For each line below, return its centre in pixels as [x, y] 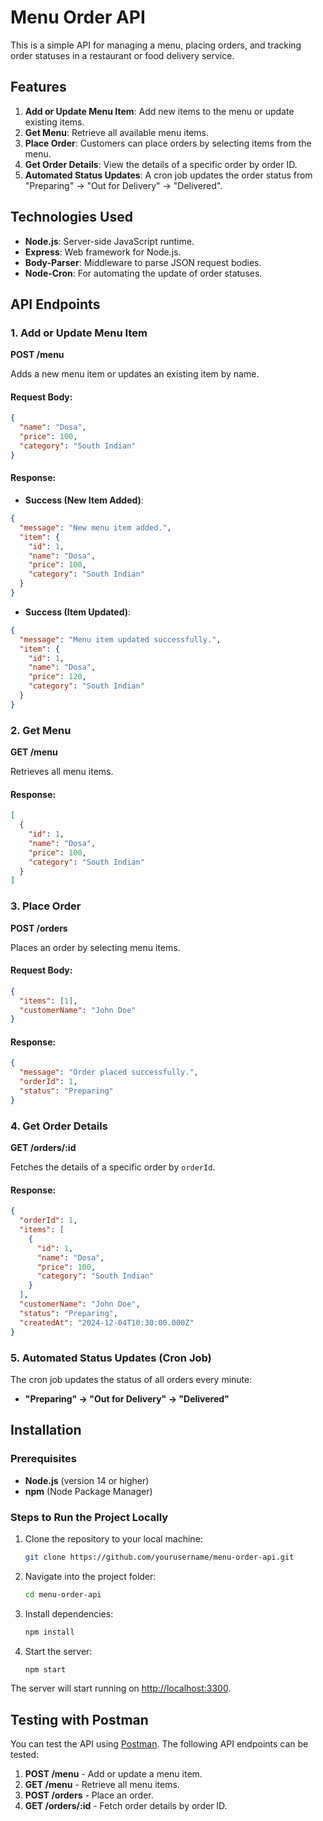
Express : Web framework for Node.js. [103, 252]
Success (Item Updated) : [78, 612]
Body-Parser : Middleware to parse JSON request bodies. [143, 262]
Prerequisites [43, 1459]
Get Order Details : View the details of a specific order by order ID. [161, 164]
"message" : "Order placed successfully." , [109, 1072]
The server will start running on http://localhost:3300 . [121, 1688]
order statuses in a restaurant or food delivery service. [122, 55]
